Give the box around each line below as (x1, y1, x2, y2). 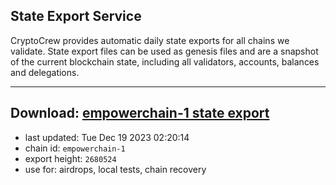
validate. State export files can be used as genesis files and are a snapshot (10, 45, 319, 57)
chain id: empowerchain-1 (24, 142, 126, 154)
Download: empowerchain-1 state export (10, 105, 270, 122)
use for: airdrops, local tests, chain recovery (24, 163, 207, 175)
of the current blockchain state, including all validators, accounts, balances (10, 55, 320, 68)
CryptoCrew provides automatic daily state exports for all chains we (10, 34, 290, 46)
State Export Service (10, 8, 142, 25)
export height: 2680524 (24, 152, 117, 164)
